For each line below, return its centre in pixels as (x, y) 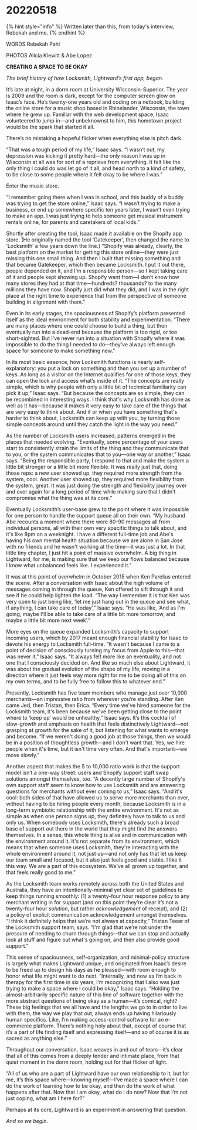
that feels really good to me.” (41, 872)
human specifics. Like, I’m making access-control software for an (85, 1019)
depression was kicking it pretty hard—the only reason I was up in (86, 155)
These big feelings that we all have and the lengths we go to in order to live (97, 1007)
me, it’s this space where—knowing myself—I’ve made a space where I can (97, 1080)
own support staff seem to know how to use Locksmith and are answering (96, 785)
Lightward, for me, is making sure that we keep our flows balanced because (98, 559)
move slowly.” (23, 755)
